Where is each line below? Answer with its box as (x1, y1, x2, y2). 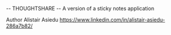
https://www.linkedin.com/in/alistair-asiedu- (59, 16, 165, 23)
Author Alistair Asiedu (6, 16, 58, 23)
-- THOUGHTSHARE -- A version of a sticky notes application (6, 5, 155, 12)
